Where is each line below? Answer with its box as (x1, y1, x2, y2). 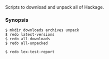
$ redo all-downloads (5, 37, 50, 42)
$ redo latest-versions (5, 32, 55, 37)
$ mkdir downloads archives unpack (5, 28, 79, 33)
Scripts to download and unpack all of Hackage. (5, 4, 104, 10)
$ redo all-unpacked (5, 41, 48, 46)
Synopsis (5, 16, 28, 23)
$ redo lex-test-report (5, 50, 55, 55)
